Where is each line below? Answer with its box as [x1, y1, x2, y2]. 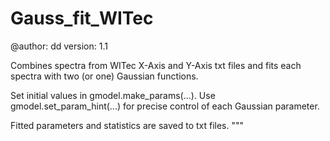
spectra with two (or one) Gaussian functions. [10, 70, 199, 82]
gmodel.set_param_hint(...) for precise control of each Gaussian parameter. [10, 100, 320, 112]
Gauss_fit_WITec [10, 7, 154, 30]
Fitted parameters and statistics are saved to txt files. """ [10, 119, 245, 131]
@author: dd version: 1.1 [10, 40, 108, 52]
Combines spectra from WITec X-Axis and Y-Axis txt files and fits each [10, 59, 302, 71]
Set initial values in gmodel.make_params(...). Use [10, 89, 216, 101]
